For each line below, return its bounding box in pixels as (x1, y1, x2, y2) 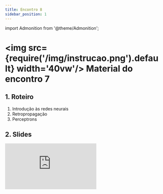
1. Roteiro (5, 93, 34, 101)
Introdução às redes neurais (12, 106, 69, 111)
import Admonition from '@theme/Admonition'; (5, 25, 99, 31)
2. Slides (5, 130, 32, 138)
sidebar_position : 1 (5, 12, 47, 17)
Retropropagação (12, 111, 48, 117)
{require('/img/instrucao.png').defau (5, 52, 159, 64)
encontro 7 (5, 73, 50, 85)
